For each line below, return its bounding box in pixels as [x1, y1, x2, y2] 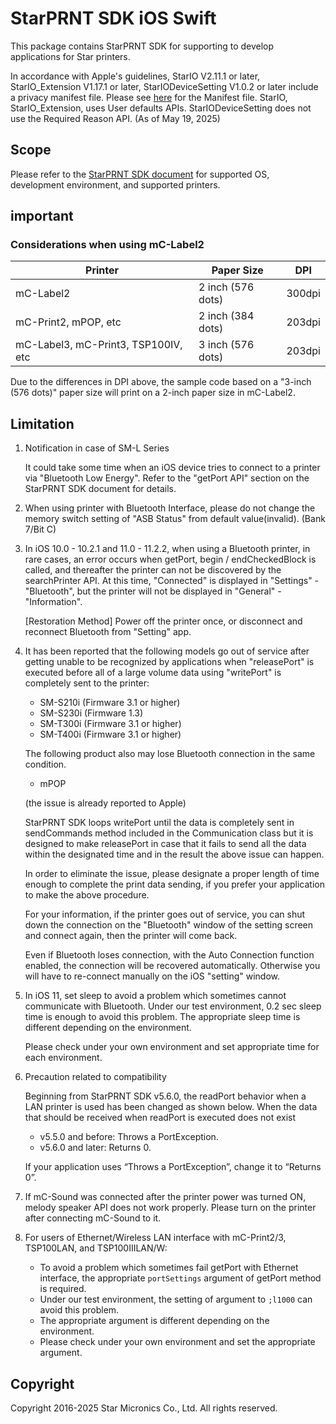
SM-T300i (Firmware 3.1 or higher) [39, 718, 182, 730]
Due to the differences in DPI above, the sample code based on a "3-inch [10, 376, 312, 388]
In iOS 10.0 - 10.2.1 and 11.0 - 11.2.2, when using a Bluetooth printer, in [24, 543, 311, 555]
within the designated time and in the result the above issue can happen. [24, 848, 325, 861]
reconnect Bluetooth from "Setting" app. [24, 626, 192, 638]
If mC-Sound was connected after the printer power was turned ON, [24, 1191, 307, 1203]
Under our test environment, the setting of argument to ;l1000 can [39, 1293, 313, 1306]
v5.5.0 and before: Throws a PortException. [39, 1131, 219, 1143]
